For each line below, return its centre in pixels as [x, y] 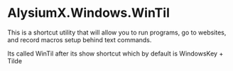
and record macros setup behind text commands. [80, 39]
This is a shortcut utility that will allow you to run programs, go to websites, [117, 32]
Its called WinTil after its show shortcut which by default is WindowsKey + [115, 53]
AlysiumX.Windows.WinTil [89, 13]
